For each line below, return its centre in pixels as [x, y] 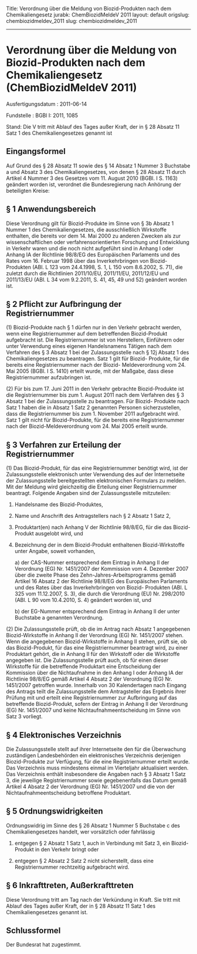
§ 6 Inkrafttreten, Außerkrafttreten [70, 886]
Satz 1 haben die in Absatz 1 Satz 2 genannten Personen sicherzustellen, [94, 407]
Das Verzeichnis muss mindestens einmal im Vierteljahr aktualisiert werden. [97, 768]
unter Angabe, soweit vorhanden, [55, 551]
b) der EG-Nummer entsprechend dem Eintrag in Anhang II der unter [97, 611]
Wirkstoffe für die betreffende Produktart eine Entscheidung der [84, 667]
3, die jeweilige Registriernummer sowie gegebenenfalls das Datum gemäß [96, 780]
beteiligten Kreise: [28, 190]
